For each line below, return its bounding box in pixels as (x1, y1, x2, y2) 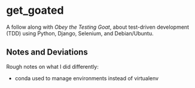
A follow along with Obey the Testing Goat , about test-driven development (6, 23, 190, 31)
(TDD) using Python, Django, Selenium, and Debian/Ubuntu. (6, 29, 154, 37)
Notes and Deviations (6, 47, 88, 57)
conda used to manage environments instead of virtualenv (14, 74, 159, 81)
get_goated (6, 4, 64, 17)
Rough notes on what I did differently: (6, 63, 99, 70)
